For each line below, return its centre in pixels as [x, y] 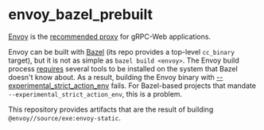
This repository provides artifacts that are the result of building [111, 109]
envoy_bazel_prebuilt [81, 15]
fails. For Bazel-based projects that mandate [184, 86]
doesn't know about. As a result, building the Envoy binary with [111, 77]
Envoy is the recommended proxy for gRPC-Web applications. [110, 36]
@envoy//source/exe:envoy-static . [64, 117]
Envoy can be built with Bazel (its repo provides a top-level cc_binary [121, 52]
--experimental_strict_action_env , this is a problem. [95, 94]
